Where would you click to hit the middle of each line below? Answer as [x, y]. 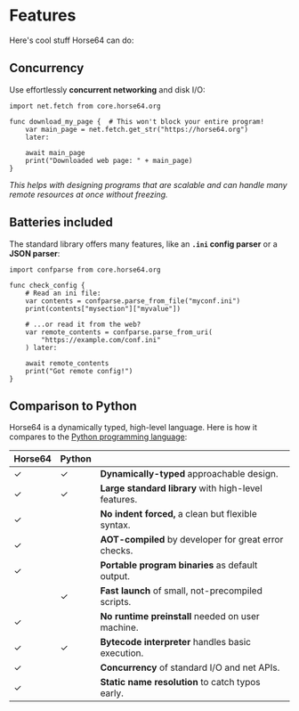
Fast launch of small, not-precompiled [181, 591]
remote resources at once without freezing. [89, 194]
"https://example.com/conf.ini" [101, 339]
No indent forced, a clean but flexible [178, 514]
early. [112, 693]
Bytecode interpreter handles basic [176, 642]
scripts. [116, 602]
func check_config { [48, 285]
